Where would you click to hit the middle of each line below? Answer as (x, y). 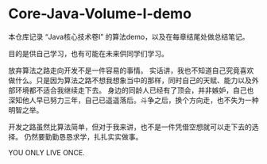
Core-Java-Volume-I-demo (100, 14)
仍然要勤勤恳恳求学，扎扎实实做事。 (83, 136)
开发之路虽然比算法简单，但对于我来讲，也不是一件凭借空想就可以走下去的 (130, 127)
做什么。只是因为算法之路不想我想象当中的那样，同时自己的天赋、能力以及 (130, 80)
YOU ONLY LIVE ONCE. (46, 152)
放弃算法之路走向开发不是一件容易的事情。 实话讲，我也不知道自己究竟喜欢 (131, 70)
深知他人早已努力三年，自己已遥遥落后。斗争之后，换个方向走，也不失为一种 (133, 100)
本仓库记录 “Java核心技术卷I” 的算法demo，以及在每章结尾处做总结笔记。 (129, 36)
